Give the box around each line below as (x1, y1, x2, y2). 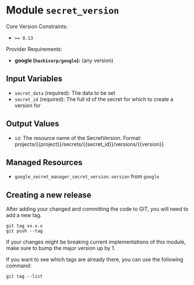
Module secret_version (6, 4, 119, 17)
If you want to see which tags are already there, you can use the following (6, 256, 184, 263)
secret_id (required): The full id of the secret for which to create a (14, 95, 174, 102)
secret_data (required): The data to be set (14, 89, 115, 97)
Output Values (6, 119, 59, 129)
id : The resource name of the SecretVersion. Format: (14, 134, 142, 141)
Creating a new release (6, 190, 91, 200)
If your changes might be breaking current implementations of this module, (6, 238, 186, 246)
